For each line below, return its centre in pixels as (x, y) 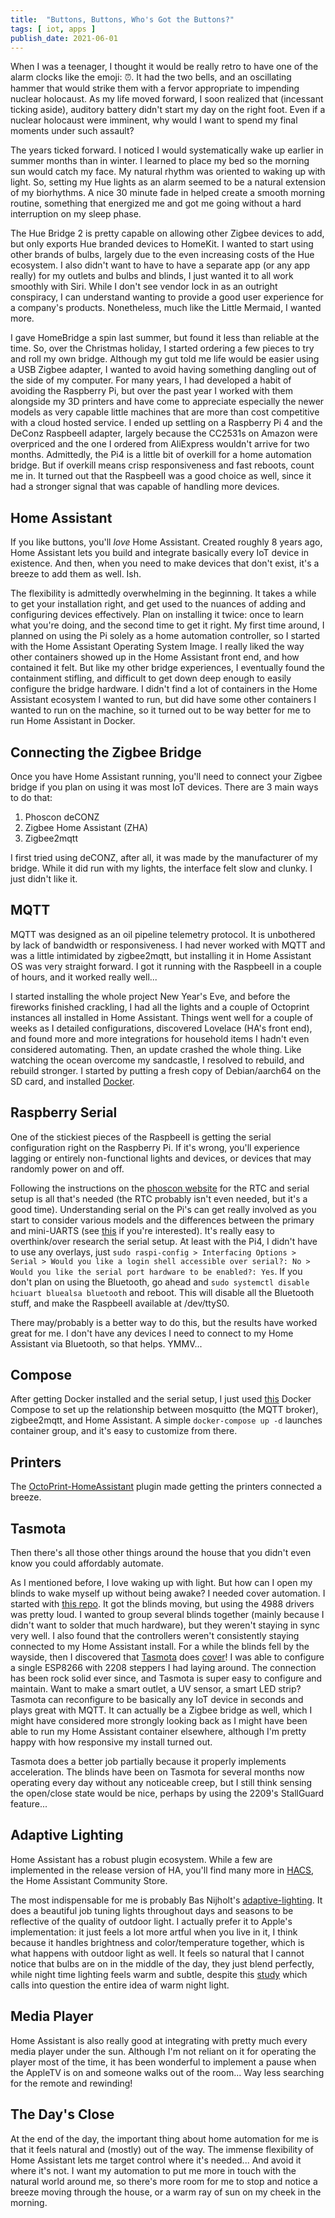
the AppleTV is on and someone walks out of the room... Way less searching (167, 2072)
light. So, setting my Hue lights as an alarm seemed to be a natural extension (168, 182)
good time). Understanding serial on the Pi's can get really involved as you (163, 1209)
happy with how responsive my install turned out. (111, 1742)
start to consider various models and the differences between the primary (162, 1220)
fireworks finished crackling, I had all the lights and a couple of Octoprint (160, 1007)
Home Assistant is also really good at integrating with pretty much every (159, 2040)
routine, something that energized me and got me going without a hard (156, 203)
